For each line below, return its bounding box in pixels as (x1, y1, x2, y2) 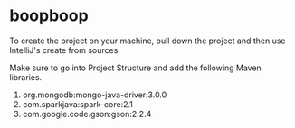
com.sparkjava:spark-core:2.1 (22, 98, 133, 109)
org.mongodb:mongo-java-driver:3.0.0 (22, 89, 167, 100)
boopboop (9, 5, 89, 26)
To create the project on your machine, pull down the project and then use (9, 35, 287, 46)
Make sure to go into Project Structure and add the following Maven (9, 62, 262, 73)
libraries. (9, 71, 43, 82)
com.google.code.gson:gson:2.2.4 (22, 108, 152, 119)
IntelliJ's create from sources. (9, 44, 120, 55)
